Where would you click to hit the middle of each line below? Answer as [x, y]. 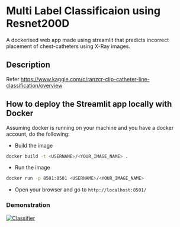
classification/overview [34, 85]
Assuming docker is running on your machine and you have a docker [90, 127]
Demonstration [28, 205]
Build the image [34, 145]
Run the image [32, 168]
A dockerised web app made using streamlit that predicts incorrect [88, 40]
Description [28, 65]
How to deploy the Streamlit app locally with [89, 104]
